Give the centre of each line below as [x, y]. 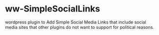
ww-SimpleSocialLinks [53, 9]
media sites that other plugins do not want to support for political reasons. [79, 27]
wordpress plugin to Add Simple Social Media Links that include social [76, 22]
